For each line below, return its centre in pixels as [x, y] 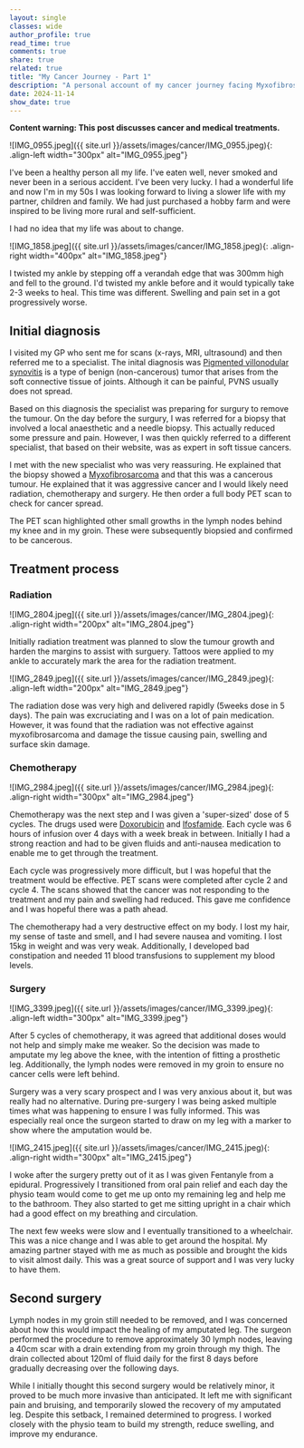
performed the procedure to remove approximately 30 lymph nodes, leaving [151, 1339]
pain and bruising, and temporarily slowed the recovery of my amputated [145, 1405]
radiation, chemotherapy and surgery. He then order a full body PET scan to [151, 494]
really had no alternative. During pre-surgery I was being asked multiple [143, 1102]
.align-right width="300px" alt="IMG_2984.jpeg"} [102, 797]
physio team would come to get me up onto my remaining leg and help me [148, 1194]
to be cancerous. [41, 540]
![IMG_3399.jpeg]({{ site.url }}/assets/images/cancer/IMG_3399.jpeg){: [141, 1008]
